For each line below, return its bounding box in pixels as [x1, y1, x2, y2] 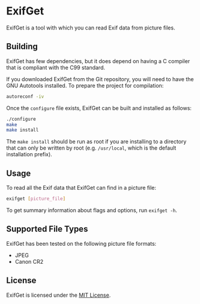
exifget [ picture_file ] [6, 196, 66, 202]
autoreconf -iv [6, 93, 44, 100]
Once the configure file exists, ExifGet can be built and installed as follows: [6, 104, 192, 112]
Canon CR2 [14, 258, 44, 265]
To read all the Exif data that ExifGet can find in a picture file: [6, 184, 157, 192]
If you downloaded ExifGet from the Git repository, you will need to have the [6, 75, 194, 82]
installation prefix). [6, 151, 52, 158]
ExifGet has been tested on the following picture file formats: [6, 240, 157, 247]
